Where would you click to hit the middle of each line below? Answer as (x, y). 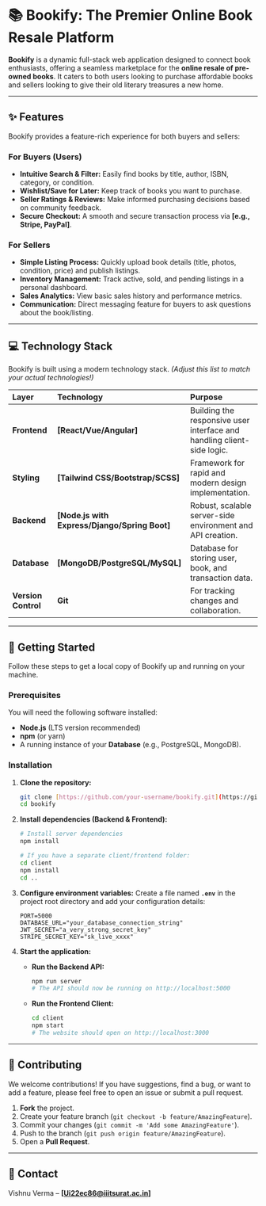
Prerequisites (34, 695)
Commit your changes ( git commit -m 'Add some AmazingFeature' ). (129, 1124)
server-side (212, 516)
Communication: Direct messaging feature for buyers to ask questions (135, 304)
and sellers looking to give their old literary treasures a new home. (116, 85)
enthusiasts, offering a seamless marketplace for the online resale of (121, 67)
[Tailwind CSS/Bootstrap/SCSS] (119, 478)
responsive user (220, 421)
